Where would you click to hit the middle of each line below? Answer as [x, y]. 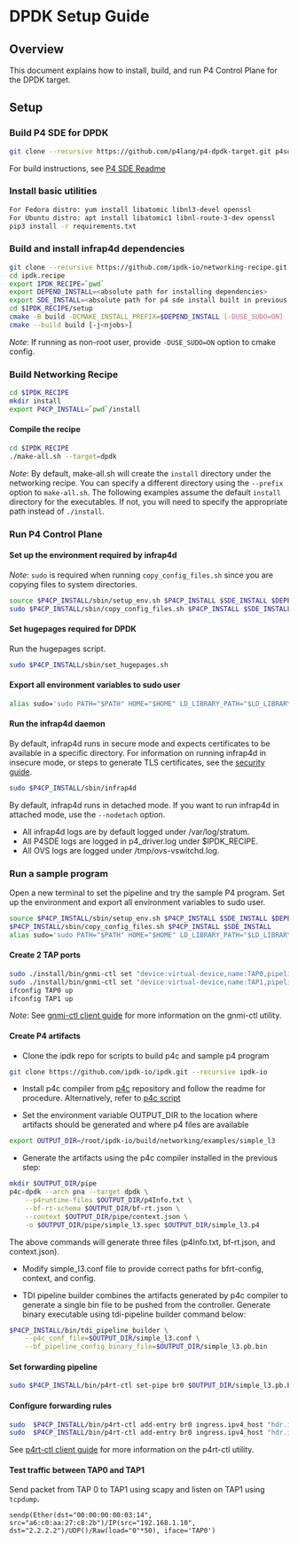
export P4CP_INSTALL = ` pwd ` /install [75, 409]
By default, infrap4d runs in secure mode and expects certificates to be [140, 744]
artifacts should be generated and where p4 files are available [135, 1125]
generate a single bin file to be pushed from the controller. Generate [146, 1304]
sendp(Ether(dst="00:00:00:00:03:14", [81, 1515]
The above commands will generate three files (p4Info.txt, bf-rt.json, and [142, 1242]
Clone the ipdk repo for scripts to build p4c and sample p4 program [145, 1055]
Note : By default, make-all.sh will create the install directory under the [140, 473]
